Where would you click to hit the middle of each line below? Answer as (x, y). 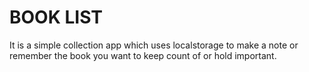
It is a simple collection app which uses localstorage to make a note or (154, 45)
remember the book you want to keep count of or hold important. (143, 55)
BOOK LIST (56, 17)
